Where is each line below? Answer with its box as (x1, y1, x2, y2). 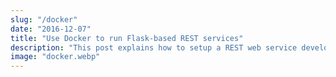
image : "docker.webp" (10, 52, 101, 62)
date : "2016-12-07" (10, 24, 92, 34)
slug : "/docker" (10, 14, 78, 25)
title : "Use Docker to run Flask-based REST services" (10, 33, 244, 43)
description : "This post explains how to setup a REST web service (10, 42, 298, 53)
